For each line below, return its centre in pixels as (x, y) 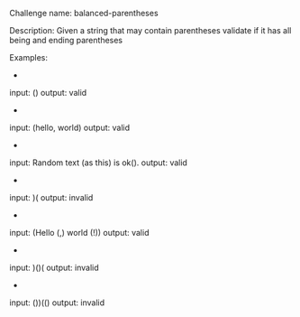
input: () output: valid (48, 93)
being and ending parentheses (66, 40)
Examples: (28, 57)
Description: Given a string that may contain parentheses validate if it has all (150, 30)
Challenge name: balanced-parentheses (84, 13)
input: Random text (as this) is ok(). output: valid (98, 163)
